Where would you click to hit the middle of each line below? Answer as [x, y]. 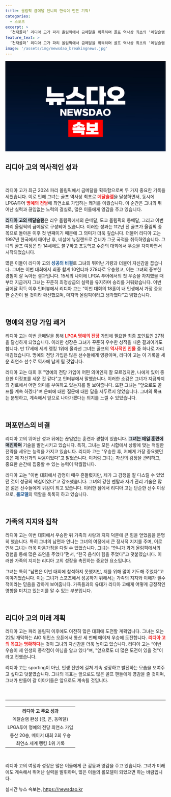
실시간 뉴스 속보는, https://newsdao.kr [44, 789]
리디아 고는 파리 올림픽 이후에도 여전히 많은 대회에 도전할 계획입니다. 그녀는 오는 [85, 631]
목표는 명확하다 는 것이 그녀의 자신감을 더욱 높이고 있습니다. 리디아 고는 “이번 [86, 644]
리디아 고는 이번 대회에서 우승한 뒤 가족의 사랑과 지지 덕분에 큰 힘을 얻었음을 [81, 535]
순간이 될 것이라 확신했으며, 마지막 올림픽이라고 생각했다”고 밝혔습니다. [81, 295]
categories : [18, 16]
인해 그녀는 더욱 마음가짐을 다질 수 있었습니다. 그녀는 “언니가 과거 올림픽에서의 [83, 548]
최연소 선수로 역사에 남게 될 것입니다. [47, 361]
